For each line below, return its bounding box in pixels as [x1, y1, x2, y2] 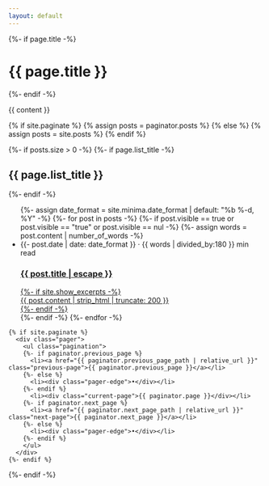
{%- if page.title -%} [8, 34, 77, 44]
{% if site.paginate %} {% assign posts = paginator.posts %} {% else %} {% [8, 120, 262, 130]
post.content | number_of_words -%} [19, 231, 144, 241]
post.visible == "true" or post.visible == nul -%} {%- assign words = [19, 222, 248, 232]
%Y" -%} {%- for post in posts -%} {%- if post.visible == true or [19, 213, 234, 223]
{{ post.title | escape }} [19, 268, 113, 280]
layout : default [8, 11, 63, 20]
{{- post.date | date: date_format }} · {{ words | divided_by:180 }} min [19, 239, 249, 249]
